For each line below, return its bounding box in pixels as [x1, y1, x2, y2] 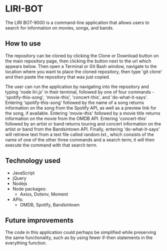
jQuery [12, 175, 26, 181]
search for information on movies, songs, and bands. [5, 24, 114, 30]
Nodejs [12, 180, 27, 186]
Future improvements [5, 216, 74, 224]
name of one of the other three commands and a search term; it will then [5, 136, 155, 142]
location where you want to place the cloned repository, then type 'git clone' [5, 68, 162, 74]
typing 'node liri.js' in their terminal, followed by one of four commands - [5, 88, 154, 95]
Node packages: [12, 185, 46, 191]
